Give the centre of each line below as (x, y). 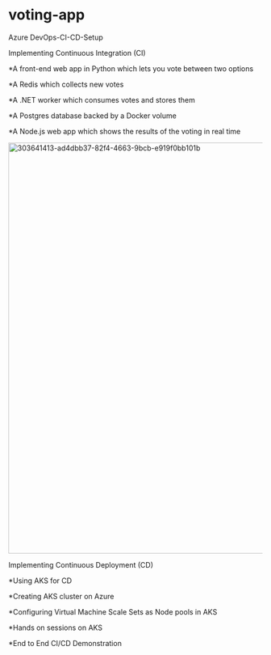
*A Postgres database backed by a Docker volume (93, 116)
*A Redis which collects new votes (66, 84)
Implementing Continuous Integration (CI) (77, 53)
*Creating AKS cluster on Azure (61, 596)
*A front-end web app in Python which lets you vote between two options (131, 68)
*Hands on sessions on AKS (56, 628)
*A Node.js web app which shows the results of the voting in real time (125, 131)
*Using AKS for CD (40, 581)
